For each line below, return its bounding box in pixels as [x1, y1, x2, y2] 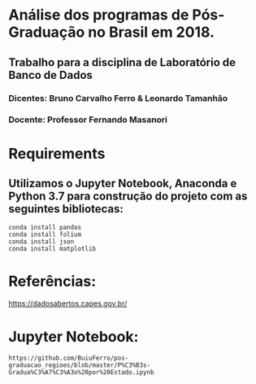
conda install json [8, 238, 75, 246]
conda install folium [8, 230, 82, 239]
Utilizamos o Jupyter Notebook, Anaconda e [8, 177, 237, 190]
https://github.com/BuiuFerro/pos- [8, 354, 129, 363]
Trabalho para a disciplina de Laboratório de [8, 55, 236, 69]
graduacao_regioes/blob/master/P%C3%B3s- [8, 361, 151, 369]
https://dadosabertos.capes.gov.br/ [8, 299, 128, 308]
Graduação [8, 23, 85, 41]
